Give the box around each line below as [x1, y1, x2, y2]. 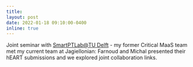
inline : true [6, 25, 39, 31]
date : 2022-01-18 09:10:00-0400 [6, 20, 87, 25]
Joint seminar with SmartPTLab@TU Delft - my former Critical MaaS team [6, 42, 188, 49]
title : [6, 8, 23, 15]
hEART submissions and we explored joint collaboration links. [6, 54, 157, 61]
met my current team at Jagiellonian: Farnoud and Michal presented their [6, 48, 186, 55]
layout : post [6, 14, 39, 20]
